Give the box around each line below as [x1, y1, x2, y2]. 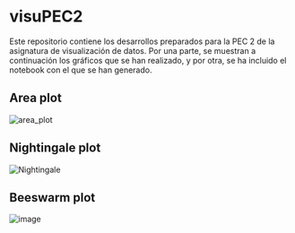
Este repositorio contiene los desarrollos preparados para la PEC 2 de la [9, 36, 275, 47]
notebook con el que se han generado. [9, 65, 152, 75]
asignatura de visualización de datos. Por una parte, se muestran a [9, 45, 256, 56]
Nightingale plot [9, 141, 101, 156]
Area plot [9, 91, 63, 106]
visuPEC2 [9, 6, 83, 27]
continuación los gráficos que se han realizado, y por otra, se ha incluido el [9, 55, 287, 65]
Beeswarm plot [9, 190, 96, 205]
